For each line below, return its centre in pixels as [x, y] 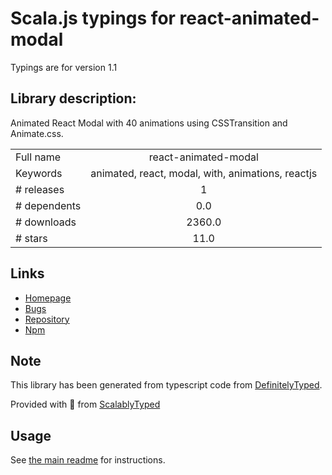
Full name [38, 157]
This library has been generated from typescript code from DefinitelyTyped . [166, 385]
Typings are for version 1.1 [64, 67]
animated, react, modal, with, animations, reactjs [204, 173]
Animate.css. [37, 133]
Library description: [73, 98]
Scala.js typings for [93, 18]
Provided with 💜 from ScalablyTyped [85, 404]
